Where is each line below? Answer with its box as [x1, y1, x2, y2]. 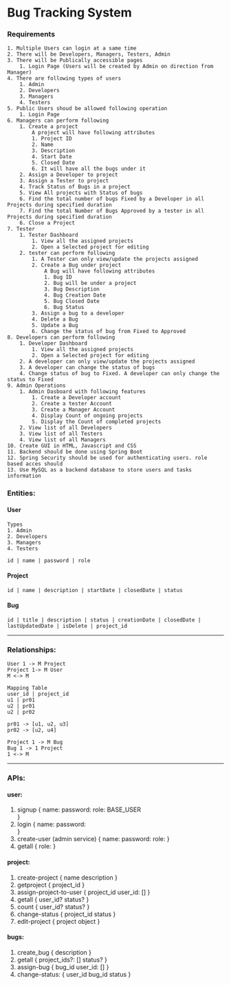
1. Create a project [19, 123, 78, 130]
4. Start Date [32, 153, 72, 160]
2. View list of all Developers [19, 425, 112, 432]
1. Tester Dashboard [19, 232, 78, 239]
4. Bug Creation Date [43, 292, 107, 299]
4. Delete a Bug [32, 316, 78, 323]
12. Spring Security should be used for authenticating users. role [7, 454, 208, 462]
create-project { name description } [16, 873, 118, 882]
